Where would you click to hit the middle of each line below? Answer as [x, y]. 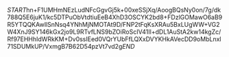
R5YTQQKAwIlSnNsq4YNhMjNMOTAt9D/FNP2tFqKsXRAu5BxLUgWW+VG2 [114, 24]
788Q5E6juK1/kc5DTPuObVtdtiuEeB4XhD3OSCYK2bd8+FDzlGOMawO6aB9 [115, 17]
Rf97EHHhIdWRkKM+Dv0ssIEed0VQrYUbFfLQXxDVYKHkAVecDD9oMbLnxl [114, 39]
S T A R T [17, 10]
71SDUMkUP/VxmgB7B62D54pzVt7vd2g [65, 46]
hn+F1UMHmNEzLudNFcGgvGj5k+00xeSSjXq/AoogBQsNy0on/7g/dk [124, 10]
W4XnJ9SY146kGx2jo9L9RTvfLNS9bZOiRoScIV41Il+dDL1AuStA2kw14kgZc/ [114, 32]
